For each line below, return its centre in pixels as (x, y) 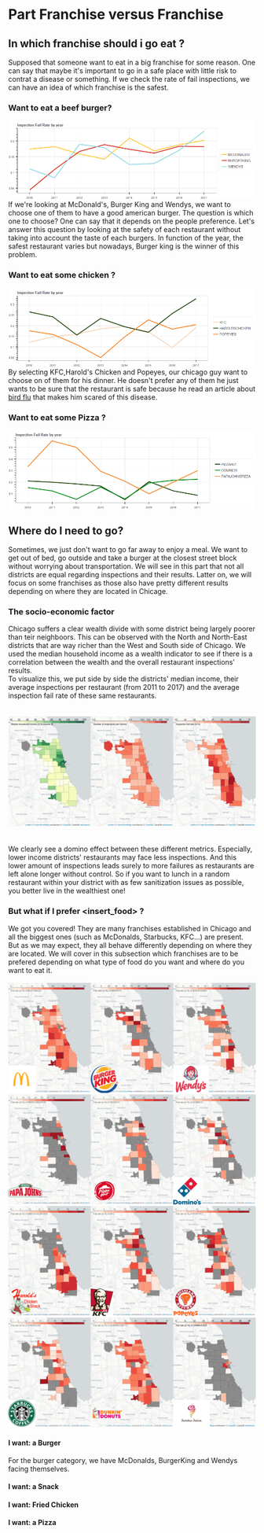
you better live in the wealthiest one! (67, 891)
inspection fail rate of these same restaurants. (82, 696)
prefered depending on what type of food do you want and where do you (126, 962)
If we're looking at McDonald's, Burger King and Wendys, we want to (120, 205)
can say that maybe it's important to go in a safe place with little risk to (123, 71)
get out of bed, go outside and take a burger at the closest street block (123, 558)
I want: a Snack (33, 1487)
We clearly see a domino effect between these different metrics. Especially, (130, 849)
